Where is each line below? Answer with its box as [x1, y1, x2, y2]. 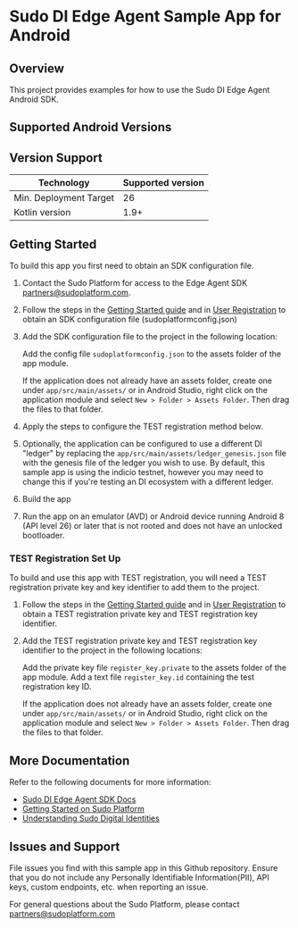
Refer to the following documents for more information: [9, 777, 211, 788]
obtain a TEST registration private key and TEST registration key [21, 609, 259, 620]
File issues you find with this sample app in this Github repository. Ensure [9, 862, 278, 873]
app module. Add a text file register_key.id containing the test [21, 672, 254, 682]
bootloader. [21, 530, 65, 541]
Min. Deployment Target [13, 192, 114, 205]
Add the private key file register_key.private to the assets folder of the [21, 663, 287, 673]
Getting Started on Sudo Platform [21, 804, 145, 815]
